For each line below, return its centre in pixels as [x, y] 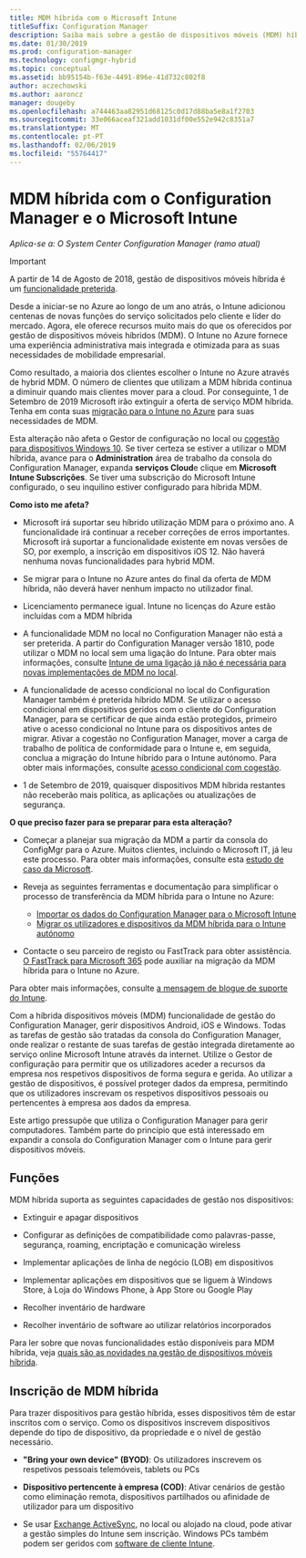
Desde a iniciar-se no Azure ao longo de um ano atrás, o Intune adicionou [148, 306]
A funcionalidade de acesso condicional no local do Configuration [146, 690]
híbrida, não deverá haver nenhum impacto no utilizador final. [138, 588]
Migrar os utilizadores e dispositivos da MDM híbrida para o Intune [161, 923]
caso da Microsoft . [58, 868]
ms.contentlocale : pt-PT [56, 137]
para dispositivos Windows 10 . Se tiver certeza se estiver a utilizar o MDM [148, 448]
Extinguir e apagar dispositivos [81, 1218]
